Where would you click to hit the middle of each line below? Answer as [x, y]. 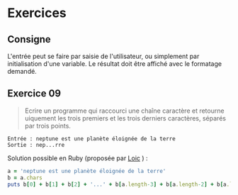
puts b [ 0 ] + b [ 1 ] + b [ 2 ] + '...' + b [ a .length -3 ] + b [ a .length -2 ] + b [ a [117, 184]
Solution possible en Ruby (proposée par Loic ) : [78, 158]
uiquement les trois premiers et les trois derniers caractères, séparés [125, 118]
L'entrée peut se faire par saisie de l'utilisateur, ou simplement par [103, 56]
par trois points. [47, 126]
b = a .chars [25, 178]
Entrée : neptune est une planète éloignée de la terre [91, 139]
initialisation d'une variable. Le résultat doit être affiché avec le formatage [114, 64]
